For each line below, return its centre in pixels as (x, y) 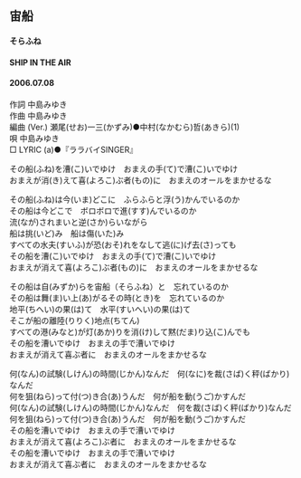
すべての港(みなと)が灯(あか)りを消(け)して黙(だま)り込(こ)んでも (130, 331)
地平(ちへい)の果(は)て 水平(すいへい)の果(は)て (100, 309)
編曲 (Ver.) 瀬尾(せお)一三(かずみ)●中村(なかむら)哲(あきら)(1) (125, 127)
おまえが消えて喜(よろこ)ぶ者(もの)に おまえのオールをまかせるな (134, 267)
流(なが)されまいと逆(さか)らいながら (79, 222)
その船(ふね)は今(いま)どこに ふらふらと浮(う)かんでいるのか (125, 199)
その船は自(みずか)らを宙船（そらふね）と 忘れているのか (119, 286)
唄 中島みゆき (34, 138)
